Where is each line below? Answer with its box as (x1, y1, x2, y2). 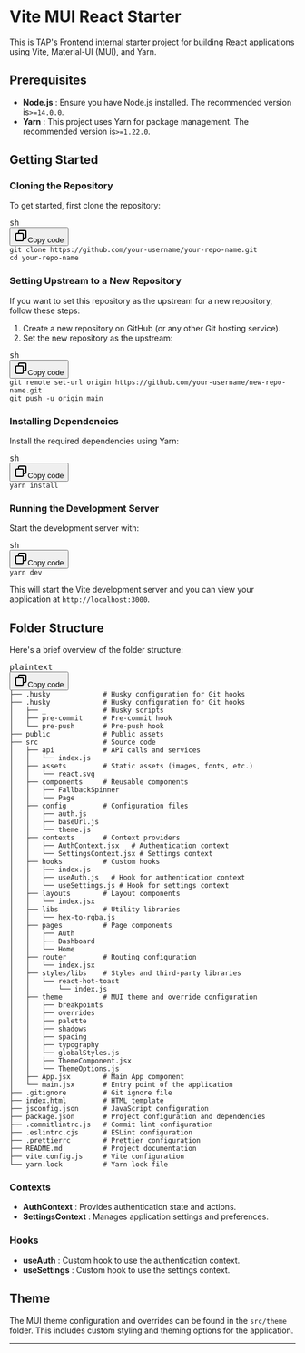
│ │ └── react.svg (9, 769, 95, 779)
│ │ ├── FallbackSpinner (9, 786, 120, 795)
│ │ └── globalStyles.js (9, 1049, 120, 1058)
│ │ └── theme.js (9, 826, 92, 835)
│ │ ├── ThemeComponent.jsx (9, 1056, 132, 1066)
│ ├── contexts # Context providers (9, 833, 181, 843)
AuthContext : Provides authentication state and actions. (22, 1202, 237, 1213)
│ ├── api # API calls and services (9, 746, 202, 755)
